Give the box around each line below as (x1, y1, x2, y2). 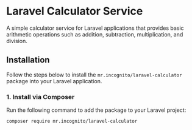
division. (6, 37, 27, 44)
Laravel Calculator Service (6, 4, 143, 18)
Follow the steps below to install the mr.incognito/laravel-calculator (6, 71, 182, 78)
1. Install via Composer (6, 92, 75, 101)
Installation (6, 55, 50, 65)
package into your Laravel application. (6, 77, 102, 84)
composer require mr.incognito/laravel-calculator (6, 118, 138, 125)
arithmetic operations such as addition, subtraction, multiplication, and (6, 30, 183, 38)
